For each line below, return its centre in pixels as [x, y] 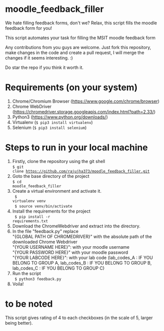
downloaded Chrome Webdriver [45, 242]
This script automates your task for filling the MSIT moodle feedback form [80, 38]
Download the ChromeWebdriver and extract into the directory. [76, 226]
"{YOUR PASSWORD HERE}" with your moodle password [70, 252]
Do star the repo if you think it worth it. [44, 67]
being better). [19, 323]
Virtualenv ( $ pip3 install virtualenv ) [52, 122]
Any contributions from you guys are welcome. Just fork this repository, [78, 47]
